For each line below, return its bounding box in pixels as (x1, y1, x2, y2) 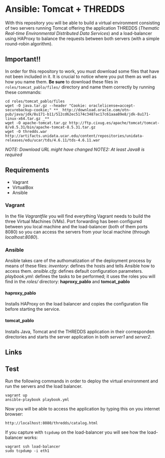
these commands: (5, 89, 42, 95)
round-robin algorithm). (5, 41, 53, 46)
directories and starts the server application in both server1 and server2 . (5, 333, 152, 339)
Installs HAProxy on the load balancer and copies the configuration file (5, 301, 149, 307)
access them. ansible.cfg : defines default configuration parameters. (5, 268, 143, 274)
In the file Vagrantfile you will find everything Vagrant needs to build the (5, 213, 151, 219)
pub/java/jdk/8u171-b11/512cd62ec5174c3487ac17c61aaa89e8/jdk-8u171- (5, 112, 151, 117)
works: (24, 434, 38, 440)
